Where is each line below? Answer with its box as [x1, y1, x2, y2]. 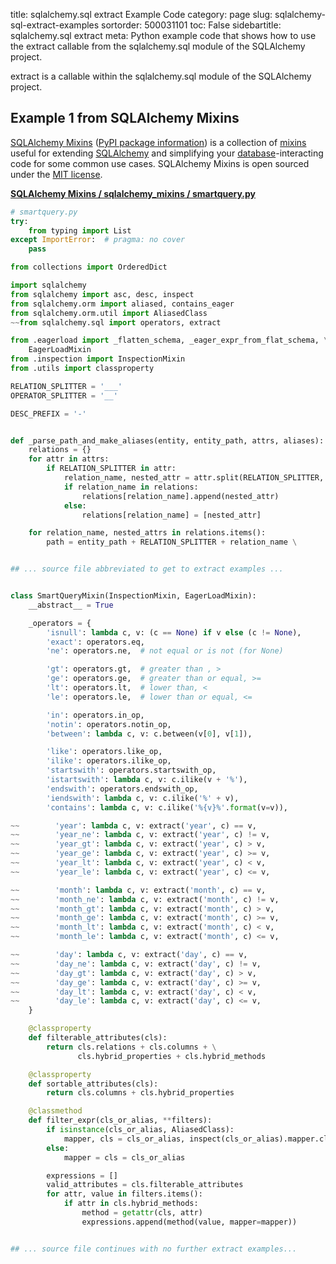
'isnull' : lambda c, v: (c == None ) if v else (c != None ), [46, 627, 302, 638]
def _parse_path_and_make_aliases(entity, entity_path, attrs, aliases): [10, 435, 325, 446]
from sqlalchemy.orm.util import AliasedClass [10, 308, 208, 318]
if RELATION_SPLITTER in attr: [46, 464, 177, 474]
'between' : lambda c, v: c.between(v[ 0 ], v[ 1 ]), [46, 729, 253, 739]
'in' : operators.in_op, [46, 710, 145, 720]
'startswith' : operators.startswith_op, [46, 765, 217, 776]
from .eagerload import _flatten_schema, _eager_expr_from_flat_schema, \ [10, 335, 329, 346]
